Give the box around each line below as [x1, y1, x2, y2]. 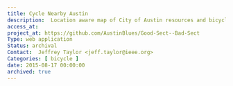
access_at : [7, 23, 39, 30]
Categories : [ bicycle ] [7, 55, 79, 62]
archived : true [7, 68, 51, 75]
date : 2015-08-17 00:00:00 [7, 62, 85, 69]
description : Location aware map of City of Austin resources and [7, 17, 207, 24]
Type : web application [7, 36, 73, 43]
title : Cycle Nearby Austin [7, 10, 89, 17]
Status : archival [7, 42, 58, 49]
